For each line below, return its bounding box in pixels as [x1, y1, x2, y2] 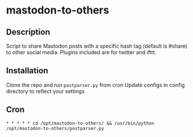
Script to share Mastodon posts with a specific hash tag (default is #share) [6, 42, 188, 49]
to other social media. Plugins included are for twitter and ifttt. [6, 49, 156, 56]
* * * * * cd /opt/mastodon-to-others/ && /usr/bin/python [6, 120, 155, 126]
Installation [6, 66, 48, 76]
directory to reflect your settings [6, 88, 85, 95]
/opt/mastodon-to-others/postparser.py [6, 125, 104, 131]
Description [6, 27, 50, 37]
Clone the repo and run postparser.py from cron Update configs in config [6, 81, 185, 88]
